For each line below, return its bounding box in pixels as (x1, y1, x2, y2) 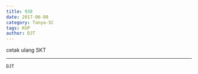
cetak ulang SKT (6, 46, 47, 53)
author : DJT (6, 31, 35, 36)
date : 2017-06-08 (6, 14, 49, 20)
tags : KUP (6, 25, 31, 31)
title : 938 (6, 8, 33, 15)
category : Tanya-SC (6, 19, 54, 25)
